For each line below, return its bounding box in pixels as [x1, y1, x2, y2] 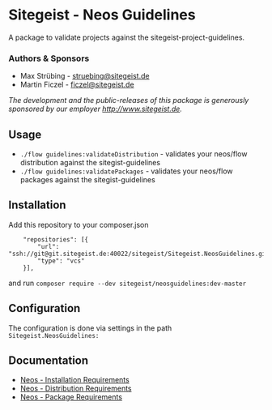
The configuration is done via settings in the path [8, 322, 172, 333]
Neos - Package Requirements [19, 392, 123, 402]
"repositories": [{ [23, 235, 89, 244]
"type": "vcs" [37, 257, 85, 265]
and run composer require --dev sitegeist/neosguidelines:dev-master [8, 278, 247, 288]
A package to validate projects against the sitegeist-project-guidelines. [8, 32, 245, 42]
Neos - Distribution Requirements [19, 383, 132, 394]
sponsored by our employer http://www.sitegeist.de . [8, 104, 182, 114]
